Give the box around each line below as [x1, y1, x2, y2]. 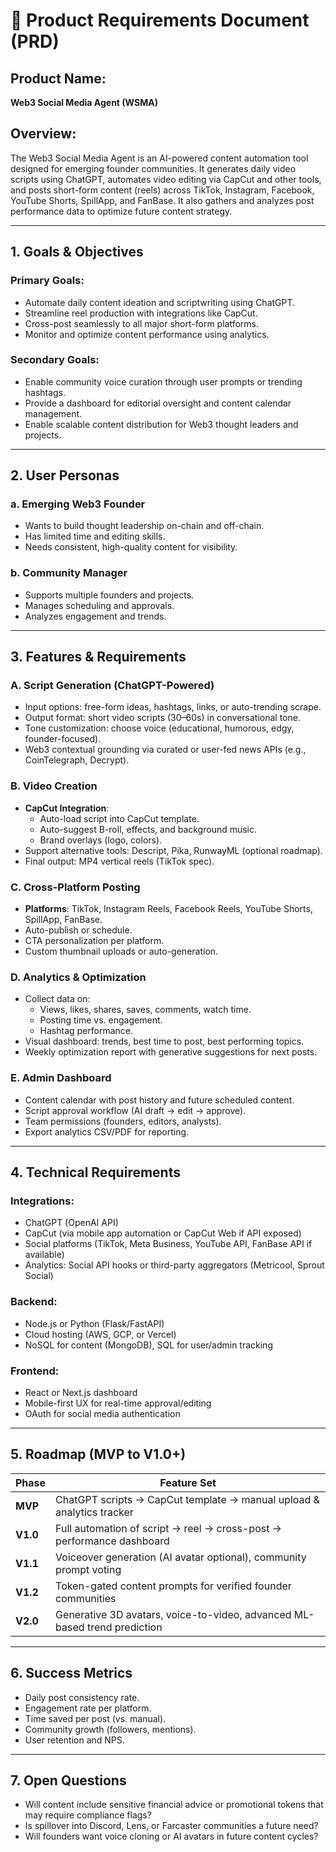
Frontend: [10, 1364, 60, 1378]
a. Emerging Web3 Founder [10, 497, 146, 511]
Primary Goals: [10, 274, 85, 288]
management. [24, 407, 83, 419]
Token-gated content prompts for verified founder [55, 1579, 292, 1593]
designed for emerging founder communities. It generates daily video [10, 162, 297, 174]
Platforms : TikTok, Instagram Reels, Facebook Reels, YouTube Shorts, [24, 903, 313, 915]
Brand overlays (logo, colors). [39, 834, 163, 846]
